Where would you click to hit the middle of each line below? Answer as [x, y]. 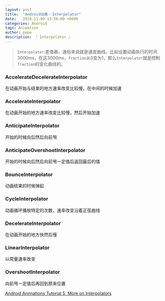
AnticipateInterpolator [33, 126]
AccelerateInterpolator [33, 101]
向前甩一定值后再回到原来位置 [35, 283]
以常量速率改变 [20, 259]
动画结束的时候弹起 [25, 186]
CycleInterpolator [27, 199]
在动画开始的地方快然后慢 [31, 235]
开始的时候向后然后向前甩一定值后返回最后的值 [52, 162]
